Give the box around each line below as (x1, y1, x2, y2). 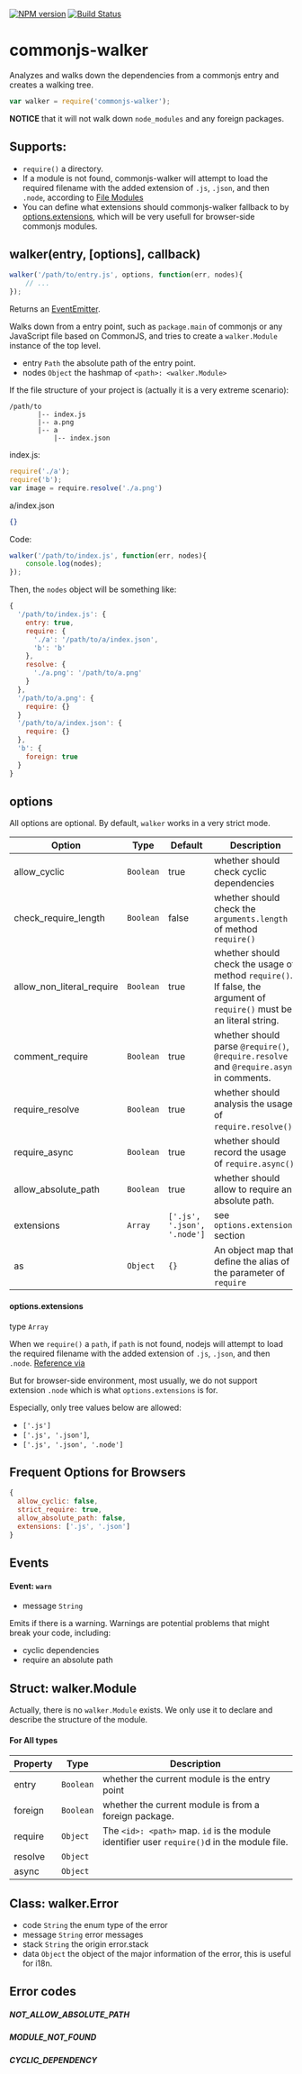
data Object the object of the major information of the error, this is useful (22, 1949, 292, 1960)
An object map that (214, 1244, 295, 1257)
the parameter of (214, 1267, 286, 1279)
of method (214, 923, 258, 936)
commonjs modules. (22, 221, 98, 232)
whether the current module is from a (102, 1798, 260, 1811)
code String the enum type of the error (22, 1920, 168, 1931)
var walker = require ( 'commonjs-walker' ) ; (9, 96, 171, 105)
